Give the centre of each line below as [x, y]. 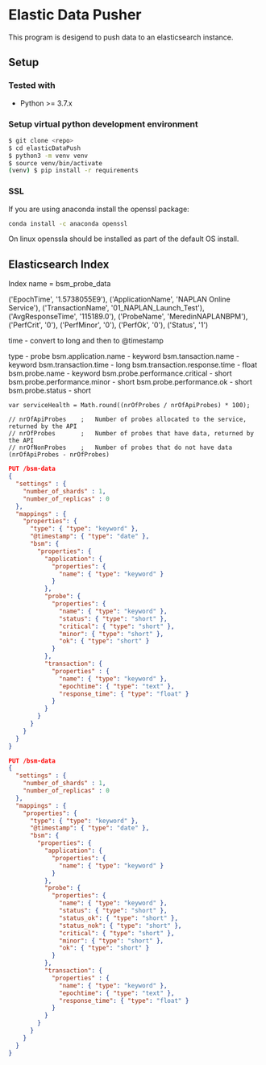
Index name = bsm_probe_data [60, 284]
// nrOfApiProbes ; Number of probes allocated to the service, [128, 420]
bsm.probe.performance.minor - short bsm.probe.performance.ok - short [130, 382]
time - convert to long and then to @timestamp [86, 341]
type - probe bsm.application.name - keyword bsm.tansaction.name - [124, 356]
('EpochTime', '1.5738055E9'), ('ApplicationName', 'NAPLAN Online [120, 299]
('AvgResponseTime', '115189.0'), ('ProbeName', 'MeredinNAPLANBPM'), [128, 317]
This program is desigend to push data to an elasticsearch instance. [121, 37]
